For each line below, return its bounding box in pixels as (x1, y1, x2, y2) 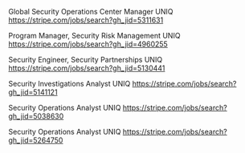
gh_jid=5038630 (8, 111, 64, 121)
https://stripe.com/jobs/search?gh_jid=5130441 (8, 63, 165, 73)
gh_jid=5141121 (8, 87, 58, 97)
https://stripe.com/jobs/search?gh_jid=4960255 (8, 39, 169, 49)
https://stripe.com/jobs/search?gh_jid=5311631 (8, 15, 164, 25)
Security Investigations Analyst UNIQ (8, 79, 131, 88)
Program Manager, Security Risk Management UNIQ (8, 31, 181, 40)
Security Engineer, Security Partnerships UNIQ (8, 55, 163, 64)
